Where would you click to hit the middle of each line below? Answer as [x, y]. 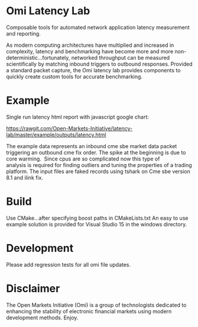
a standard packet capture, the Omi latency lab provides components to [93, 70]
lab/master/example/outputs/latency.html [56, 134]
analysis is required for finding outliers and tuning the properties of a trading [99, 165]
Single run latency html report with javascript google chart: [78, 117]
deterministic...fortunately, [38, 57]
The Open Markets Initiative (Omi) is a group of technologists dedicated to [96, 305]
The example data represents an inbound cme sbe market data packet [92, 146]
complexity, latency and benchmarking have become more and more [90, 51]
